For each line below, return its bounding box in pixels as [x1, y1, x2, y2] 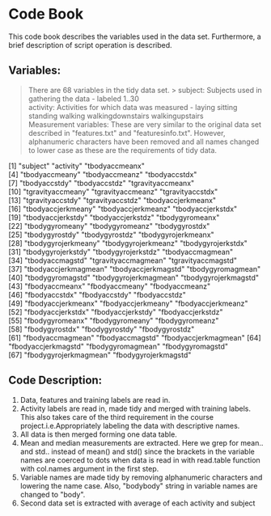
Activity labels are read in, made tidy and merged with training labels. [19, 404, 251, 413]
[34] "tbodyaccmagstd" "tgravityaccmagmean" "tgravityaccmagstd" [8, 256, 237, 265]
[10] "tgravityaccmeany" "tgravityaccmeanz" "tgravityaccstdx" [8, 187, 218, 197]
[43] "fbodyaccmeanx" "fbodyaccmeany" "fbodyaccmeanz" [8, 281, 211, 291]
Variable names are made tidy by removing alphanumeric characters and [19, 472, 263, 482]
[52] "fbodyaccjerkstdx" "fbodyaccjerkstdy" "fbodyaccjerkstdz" [8, 307, 224, 316]
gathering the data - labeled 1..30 [28, 94, 139, 104]
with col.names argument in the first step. [19, 463, 159, 473]
